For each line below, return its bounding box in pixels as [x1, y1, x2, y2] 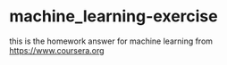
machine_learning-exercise [9, 6, 218, 27]
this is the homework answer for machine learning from [9, 36, 213, 46]
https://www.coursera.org [9, 45, 105, 55]
